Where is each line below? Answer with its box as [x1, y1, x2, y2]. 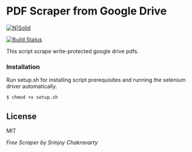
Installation [6, 62, 41, 71]
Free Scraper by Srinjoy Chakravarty [6, 139, 98, 146]
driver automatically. [6, 83, 58, 90]
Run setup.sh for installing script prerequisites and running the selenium [6, 77, 186, 84]
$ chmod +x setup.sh [6, 95, 59, 101]
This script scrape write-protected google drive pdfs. [6, 47, 139, 55]
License [6, 111, 37, 121]
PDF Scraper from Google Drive [6, 4, 167, 18]
